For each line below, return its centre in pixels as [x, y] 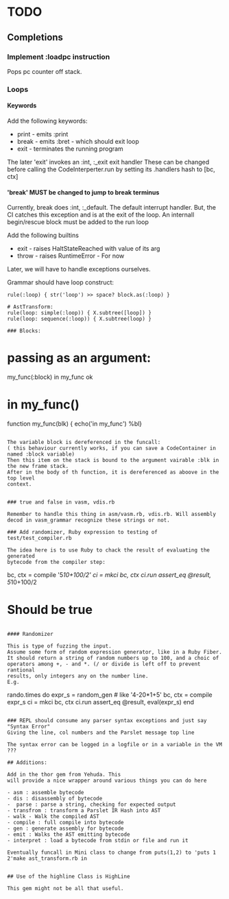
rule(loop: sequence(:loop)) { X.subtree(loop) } [80, 319]
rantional [21, 670]
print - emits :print [43, 134]
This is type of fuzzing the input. [59, 646]
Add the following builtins [43, 235]
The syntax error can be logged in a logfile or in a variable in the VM [115, 745]
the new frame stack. [38, 467]
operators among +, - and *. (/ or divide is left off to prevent [104, 664]
